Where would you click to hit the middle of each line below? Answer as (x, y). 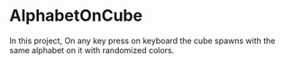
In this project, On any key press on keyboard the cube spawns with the (142, 41)
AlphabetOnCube (76, 16)
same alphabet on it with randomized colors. (92, 50)
